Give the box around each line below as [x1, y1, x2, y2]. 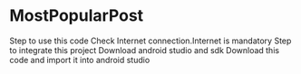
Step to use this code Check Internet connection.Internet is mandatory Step [9, 35, 292, 46]
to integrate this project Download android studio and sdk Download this [9, 44, 279, 55]
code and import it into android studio [9, 54, 150, 65]
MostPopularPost [9, 5, 144, 26]
